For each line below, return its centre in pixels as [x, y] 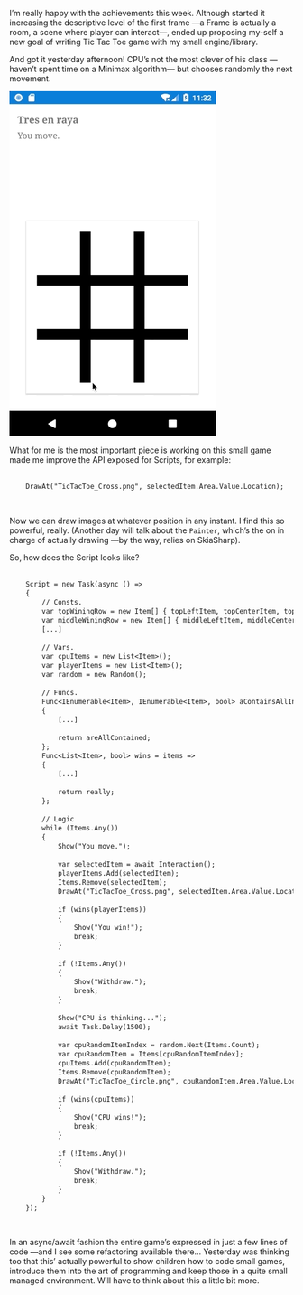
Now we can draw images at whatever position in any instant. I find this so [147, 521]
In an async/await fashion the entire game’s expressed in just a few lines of [148, 1242]
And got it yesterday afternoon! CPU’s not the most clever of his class [138, 59]
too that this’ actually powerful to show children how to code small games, [147, 1261]
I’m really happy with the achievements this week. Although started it [138, 13]
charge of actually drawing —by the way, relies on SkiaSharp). [125, 540]
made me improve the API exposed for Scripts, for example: [120, 460]
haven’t [23, 69]
